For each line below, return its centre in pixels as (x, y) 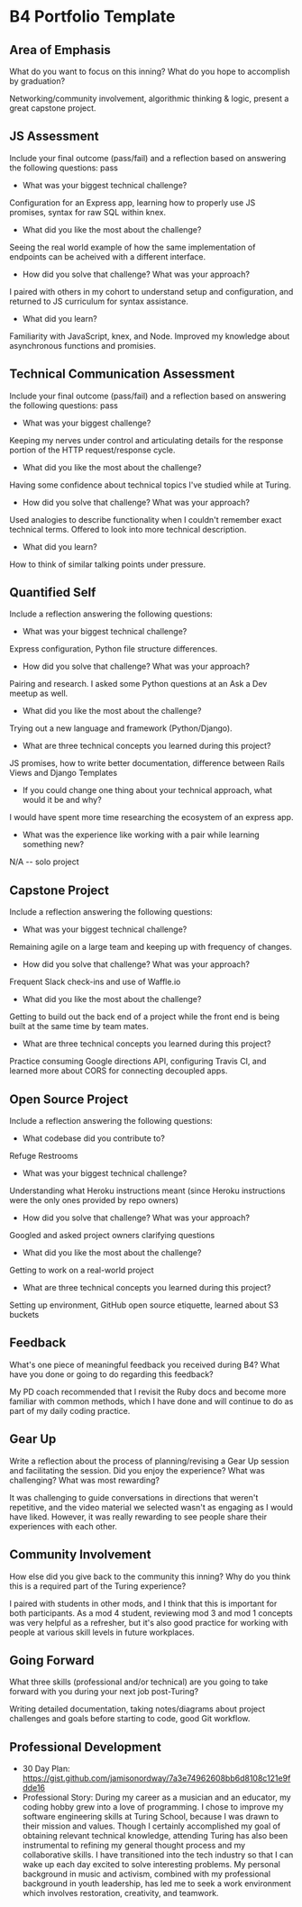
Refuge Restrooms (44, 1156)
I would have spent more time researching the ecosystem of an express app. (151, 817)
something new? (53, 844)
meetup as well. (39, 693)
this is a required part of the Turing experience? (98, 1586)
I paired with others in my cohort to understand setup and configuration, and (151, 291)
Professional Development (86, 1747)
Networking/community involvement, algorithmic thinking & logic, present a (149, 98)
